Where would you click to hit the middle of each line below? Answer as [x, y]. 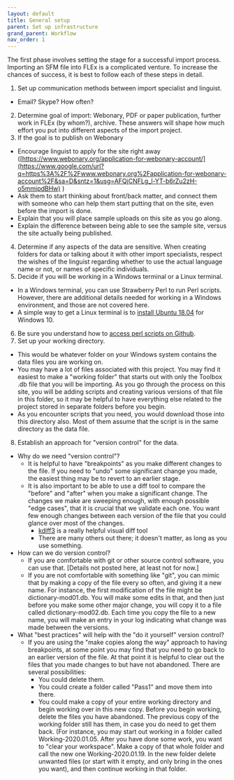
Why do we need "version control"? [68, 456]
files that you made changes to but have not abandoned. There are [124, 665]
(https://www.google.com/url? [61, 166]
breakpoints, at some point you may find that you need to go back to [126, 650]
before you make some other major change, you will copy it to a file [125, 605]
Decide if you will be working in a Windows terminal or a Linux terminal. [120, 277]
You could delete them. [72, 680]
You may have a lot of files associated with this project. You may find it [119, 369]
